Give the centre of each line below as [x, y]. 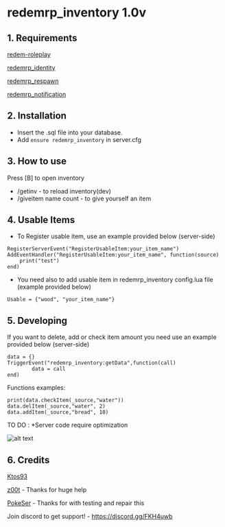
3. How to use [37, 162]
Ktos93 [17, 477]
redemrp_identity [32, 68]
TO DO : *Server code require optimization [68, 425]
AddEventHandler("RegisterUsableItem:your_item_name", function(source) [113, 255]
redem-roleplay [29, 54]
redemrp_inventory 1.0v [76, 13]
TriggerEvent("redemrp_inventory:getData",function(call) [92, 363]
